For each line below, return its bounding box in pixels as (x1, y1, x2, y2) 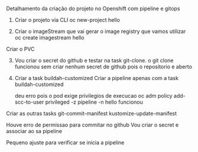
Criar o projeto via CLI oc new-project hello (14, 16, 120, 23)
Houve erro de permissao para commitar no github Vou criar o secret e (6, 121, 179, 128)
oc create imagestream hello (14, 34, 85, 41)
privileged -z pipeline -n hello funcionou (45, 98, 143, 105)
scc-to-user (14, 98, 44, 105)
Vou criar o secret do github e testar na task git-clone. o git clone (14, 57, 174, 64)
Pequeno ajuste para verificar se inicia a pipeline (6, 139, 125, 146)
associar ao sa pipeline (6, 128, 62, 134)
